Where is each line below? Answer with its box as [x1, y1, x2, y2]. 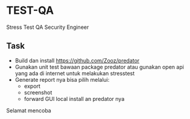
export [24, 82, 41, 90]
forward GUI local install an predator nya [24, 95, 125, 102]
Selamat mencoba [6, 106, 51, 114]
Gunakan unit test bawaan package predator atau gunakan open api [14, 63, 184, 70]
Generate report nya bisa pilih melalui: [14, 76, 110, 83]
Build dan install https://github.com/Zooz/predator [14, 56, 140, 64]
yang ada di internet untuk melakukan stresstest [14, 70, 135, 77]
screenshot [24, 88, 52, 96]
